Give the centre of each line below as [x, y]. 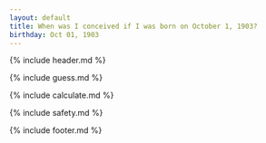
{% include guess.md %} [56, 78]
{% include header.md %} [58, 61]
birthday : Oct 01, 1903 [54, 34]
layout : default [40, 18]
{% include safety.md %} [56, 113]
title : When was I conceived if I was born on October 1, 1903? [133, 26]
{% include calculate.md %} [62, 95]
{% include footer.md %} [56, 130]
